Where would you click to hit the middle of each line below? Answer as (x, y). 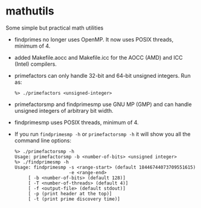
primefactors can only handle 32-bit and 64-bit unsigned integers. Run (102, 75)
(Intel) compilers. (35, 64)
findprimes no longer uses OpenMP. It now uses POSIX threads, (94, 39)
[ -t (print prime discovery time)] (74, 199)
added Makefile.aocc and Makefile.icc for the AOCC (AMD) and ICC (99, 57)
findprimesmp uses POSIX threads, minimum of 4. (77, 122)
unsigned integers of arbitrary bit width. (64, 110)
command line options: (43, 140)
